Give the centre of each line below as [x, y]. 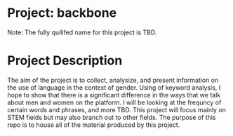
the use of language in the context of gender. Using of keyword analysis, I [114, 87]
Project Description [65, 61]
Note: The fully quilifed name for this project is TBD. [82, 32]
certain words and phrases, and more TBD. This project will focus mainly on [117, 109]
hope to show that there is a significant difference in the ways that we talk [114, 95]
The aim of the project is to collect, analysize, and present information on [113, 80]
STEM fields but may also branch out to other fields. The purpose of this [112, 117]
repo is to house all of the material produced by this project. [94, 125]
